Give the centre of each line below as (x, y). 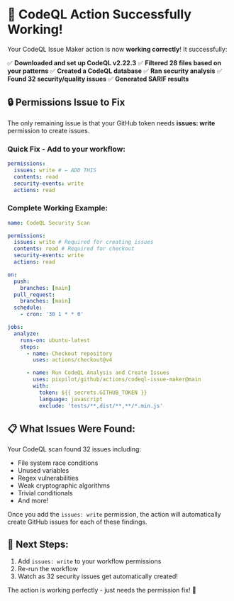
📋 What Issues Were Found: (72, 428)
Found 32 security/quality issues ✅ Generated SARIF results (98, 79)
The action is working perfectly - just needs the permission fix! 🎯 (102, 590)
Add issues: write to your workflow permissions (89, 561)
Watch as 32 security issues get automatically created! (98, 576)
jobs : (15, 327)
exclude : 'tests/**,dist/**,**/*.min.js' (101, 406)
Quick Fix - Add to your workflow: (66, 149)
